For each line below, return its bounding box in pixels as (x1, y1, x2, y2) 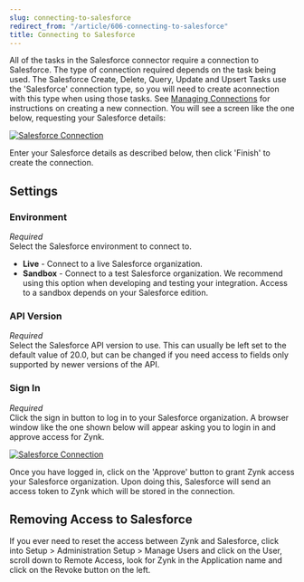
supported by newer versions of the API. (9, 359, 160, 370)
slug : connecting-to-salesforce (9, 13, 131, 23)
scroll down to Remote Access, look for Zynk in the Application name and (9, 555, 283, 566)
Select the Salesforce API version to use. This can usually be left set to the (9, 340, 287, 351)
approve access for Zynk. (9, 431, 105, 442)
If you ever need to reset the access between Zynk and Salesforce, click (9, 536, 279, 547)
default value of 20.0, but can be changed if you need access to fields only (9, 349, 290, 360)
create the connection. (9, 157, 94, 168)
